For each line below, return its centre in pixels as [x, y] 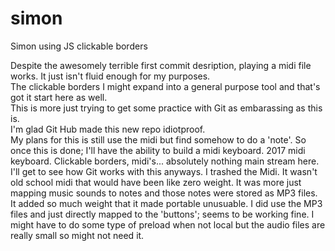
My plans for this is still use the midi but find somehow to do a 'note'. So [158, 139]
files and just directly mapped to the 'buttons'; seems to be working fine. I [162, 214]
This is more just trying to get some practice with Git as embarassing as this [166, 108]
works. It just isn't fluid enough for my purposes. [110, 76]
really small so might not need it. [77, 235]
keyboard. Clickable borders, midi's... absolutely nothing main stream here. [165, 161]
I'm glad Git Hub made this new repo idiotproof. [108, 129]
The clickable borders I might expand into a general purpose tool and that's [165, 86]
